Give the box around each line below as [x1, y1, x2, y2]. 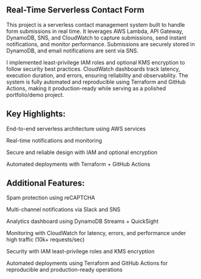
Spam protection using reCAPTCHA [6, 194, 95, 202]
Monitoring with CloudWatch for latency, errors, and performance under [6, 230, 186, 237]
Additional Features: [6, 178, 85, 188]
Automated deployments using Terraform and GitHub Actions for [6, 260, 168, 267]
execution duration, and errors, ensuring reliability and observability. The [6, 71, 188, 79]
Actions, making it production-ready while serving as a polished [6, 85, 166, 92]
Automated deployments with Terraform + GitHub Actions [6, 160, 151, 168]
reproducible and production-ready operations [6, 266, 123, 274]
